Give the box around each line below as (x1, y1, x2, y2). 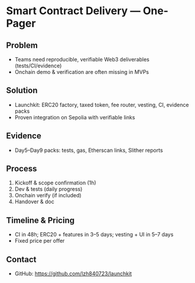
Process (6, 164, 37, 174)
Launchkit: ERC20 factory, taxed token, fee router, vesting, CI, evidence (14, 101, 189, 108)
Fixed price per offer (14, 238, 65, 245)
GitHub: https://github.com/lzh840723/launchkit (14, 270, 132, 277)
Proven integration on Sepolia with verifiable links (14, 113, 135, 121)
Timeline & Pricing (6, 215, 75, 225)
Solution (6, 86, 38, 96)
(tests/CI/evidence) (14, 62, 62, 69)
